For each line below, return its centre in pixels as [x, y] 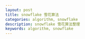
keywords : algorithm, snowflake [39, 29]
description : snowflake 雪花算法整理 [43, 24]
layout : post [19, 10]
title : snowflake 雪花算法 [32, 15]
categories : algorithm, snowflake [42, 19]
